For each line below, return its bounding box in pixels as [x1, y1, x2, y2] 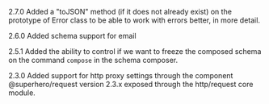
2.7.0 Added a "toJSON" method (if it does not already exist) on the [8, 7, 233, 16]
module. [8, 88, 36, 98]
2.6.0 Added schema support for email [8, 31, 137, 40]
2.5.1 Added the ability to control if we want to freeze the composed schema [8, 47, 262, 56]
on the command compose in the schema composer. [8, 56, 179, 64]
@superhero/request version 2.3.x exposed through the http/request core [8, 80, 254, 89]
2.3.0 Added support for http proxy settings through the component [8, 71, 233, 80]
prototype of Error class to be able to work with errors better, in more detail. [8, 15, 261, 25]
